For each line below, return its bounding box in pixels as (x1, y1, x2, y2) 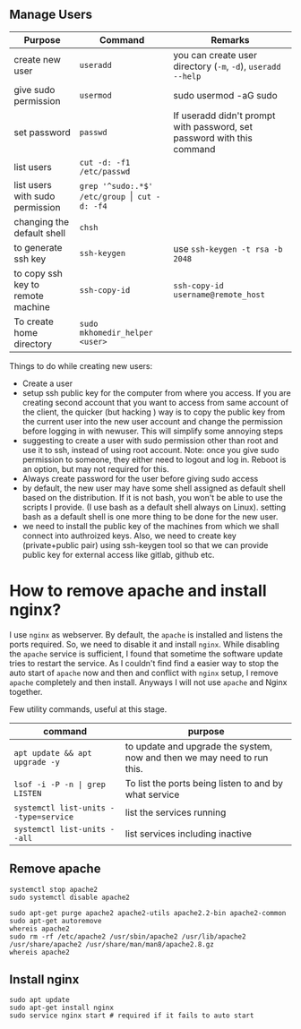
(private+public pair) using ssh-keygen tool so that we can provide (21, 539, 269, 550)
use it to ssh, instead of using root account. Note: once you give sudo (21, 444, 279, 455)
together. (9, 686, 43, 697)
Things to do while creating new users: (9, 360, 153, 371)
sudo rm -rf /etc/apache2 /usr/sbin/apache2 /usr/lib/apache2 (9, 931, 246, 941)
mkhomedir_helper (79, 327, 154, 338)
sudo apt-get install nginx (9, 1003, 115, 1013)
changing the (13, 215, 70, 227)
